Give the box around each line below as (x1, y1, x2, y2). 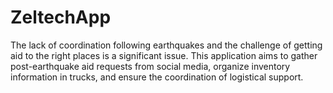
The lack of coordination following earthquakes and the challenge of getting (10, 39, 323, 51)
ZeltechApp (10, 6, 112, 29)
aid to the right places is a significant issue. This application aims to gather (10, 49, 318, 61)
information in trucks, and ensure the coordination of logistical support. (10, 71, 304, 83)
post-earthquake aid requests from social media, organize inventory (10, 60, 291, 72)
